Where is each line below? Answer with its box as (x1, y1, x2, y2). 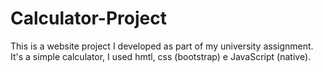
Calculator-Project (10, 7, 167, 30)
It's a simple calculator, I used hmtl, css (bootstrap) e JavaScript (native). (10, 50, 312, 62)
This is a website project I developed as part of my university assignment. (10, 40, 314, 52)
